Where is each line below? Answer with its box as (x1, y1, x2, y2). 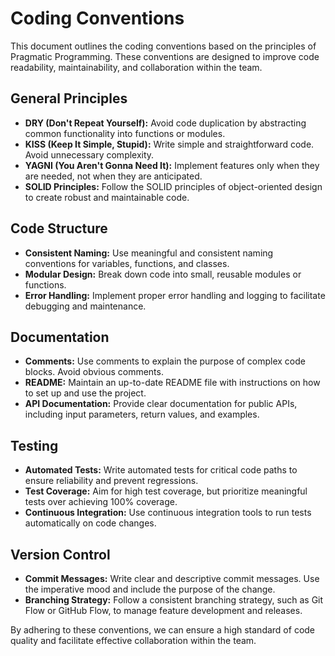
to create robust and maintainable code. (24, 191, 190, 203)
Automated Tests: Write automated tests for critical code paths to (24, 464, 298, 476)
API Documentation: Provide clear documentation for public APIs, (24, 398, 298, 410)
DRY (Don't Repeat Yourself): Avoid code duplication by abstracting (24, 117, 307, 129)
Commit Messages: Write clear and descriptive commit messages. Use (24, 573, 320, 584)
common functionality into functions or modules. (24, 127, 226, 139)
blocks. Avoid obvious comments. (24, 366, 164, 378)
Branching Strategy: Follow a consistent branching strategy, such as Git (24, 594, 324, 606)
